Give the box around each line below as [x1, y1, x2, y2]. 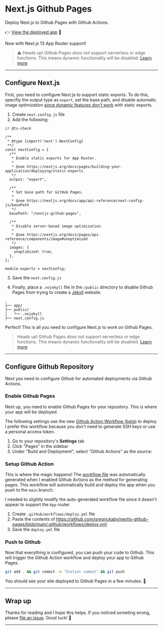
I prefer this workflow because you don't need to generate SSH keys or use [5, 424, 156, 429]
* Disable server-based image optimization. [11, 223, 103, 229]
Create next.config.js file [12, 111, 65, 117]
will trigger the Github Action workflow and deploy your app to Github [5, 555, 144, 561]
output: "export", [9, 177, 47, 182]
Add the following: [12, 117, 49, 122]
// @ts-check [5, 126, 32, 131]
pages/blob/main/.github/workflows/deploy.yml [12, 521, 107, 528]
